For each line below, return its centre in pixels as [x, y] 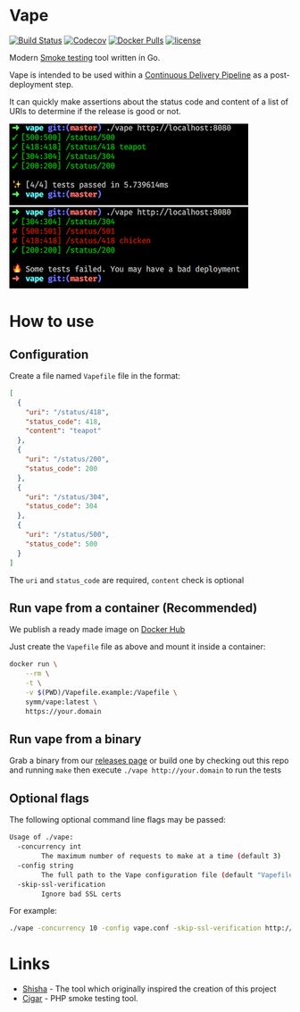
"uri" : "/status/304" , [67, 497]
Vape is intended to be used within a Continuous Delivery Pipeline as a [139, 75]
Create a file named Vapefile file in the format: [95, 375]
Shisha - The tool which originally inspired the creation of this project [149, 989]
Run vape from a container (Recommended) [133, 608]
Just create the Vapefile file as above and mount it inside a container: [137, 647]
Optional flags [49, 798]
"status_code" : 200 [62, 468]
